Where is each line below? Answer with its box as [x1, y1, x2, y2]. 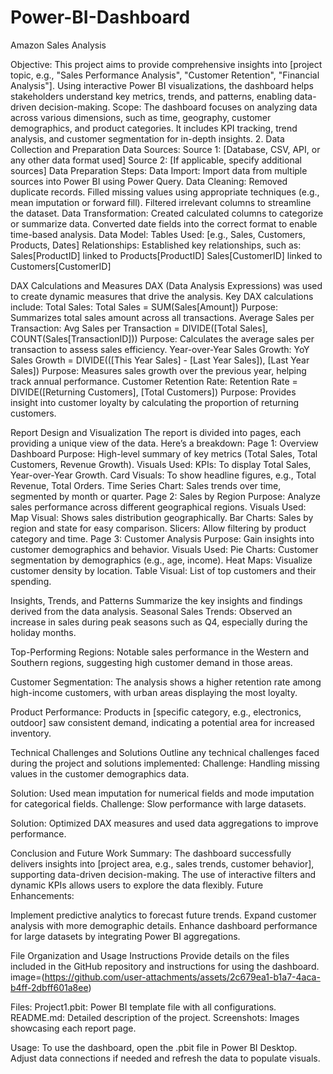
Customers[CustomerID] [10, 260, 112, 272]
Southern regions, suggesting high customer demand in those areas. [10, 656, 293, 668]
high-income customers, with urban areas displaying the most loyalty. [10, 686, 298, 698]
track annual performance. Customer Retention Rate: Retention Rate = [10, 375, 298, 387]
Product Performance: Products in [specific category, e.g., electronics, [10, 706, 302, 718]
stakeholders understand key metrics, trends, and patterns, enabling [10, 90, 293, 102]
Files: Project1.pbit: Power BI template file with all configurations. [10, 1001, 277, 1013]
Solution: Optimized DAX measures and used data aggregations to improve [10, 817, 319, 829]
